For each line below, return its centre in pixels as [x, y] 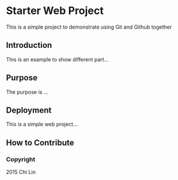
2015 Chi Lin [21, 172]
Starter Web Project [55, 11]
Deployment [29, 110]
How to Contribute [40, 142]
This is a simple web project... [42, 124]
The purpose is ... [27, 92]
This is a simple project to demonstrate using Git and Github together [89, 27]
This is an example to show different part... [57, 59]
